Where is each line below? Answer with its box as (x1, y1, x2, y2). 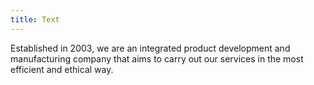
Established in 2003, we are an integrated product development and (10, 42, 291, 54)
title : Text (10, 14, 60, 25)
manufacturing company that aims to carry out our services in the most (10, 52, 304, 65)
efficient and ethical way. (10, 63, 114, 75)
